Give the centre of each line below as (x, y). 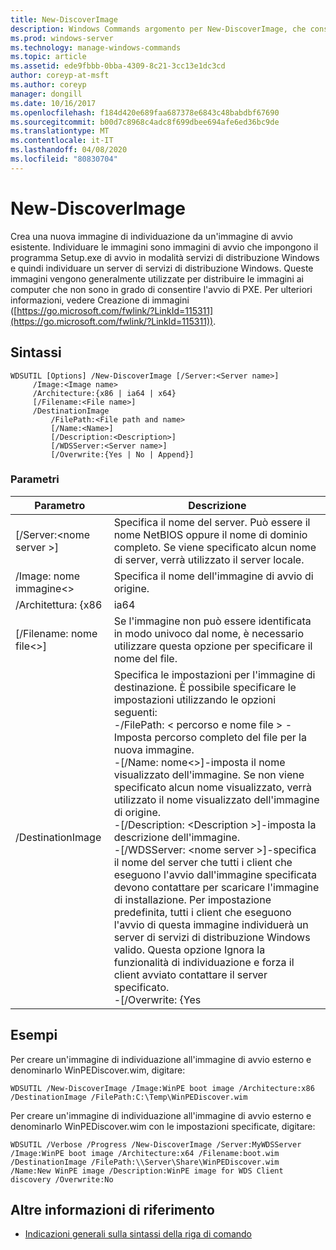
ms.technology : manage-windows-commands (96, 47)
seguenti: (135, 712)
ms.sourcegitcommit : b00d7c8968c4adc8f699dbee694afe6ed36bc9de (145, 122)
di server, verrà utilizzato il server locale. (209, 559)
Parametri (35, 479)
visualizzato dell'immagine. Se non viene (209, 774)
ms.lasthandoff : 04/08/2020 (69, 150)
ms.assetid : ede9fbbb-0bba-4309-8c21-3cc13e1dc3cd (118, 66)
